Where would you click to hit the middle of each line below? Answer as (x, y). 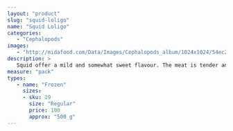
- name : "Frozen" (42, 85)
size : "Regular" (52, 104)
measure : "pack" (31, 71)
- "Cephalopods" (40, 40)
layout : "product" (34, 14)
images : (18, 46)
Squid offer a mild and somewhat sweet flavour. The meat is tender (117, 65)
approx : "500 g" (52, 116)
